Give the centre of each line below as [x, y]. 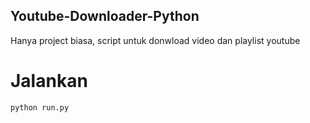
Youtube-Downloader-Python [105, 16]
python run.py [40, 107]
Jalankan [49, 81]
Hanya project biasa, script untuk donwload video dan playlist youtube [155, 40]
